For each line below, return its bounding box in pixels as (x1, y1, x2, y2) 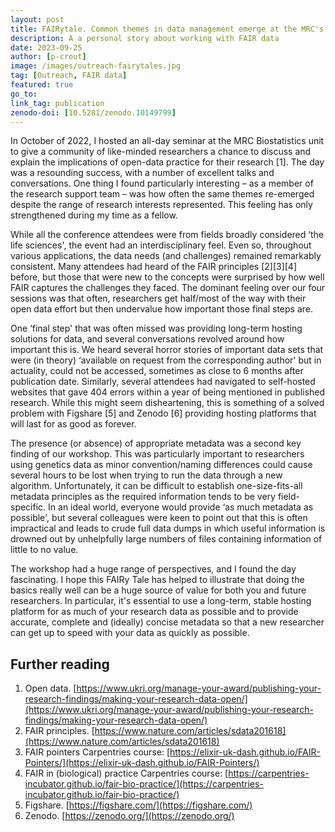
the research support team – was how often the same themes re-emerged (10, 188, 315, 200)
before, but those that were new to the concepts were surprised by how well (10, 271, 325, 283)
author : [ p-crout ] (10, 52, 87, 62)
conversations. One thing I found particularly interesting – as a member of (10, 177, 314, 190)
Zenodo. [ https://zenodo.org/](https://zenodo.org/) (24, 810, 235, 822)
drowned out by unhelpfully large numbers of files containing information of (10, 533, 323, 545)
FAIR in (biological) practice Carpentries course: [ (24, 767, 229, 780)
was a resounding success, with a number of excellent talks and (10, 167, 275, 179)
